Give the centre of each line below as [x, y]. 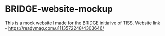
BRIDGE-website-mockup [59, 9]
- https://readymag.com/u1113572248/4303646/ [55, 28]
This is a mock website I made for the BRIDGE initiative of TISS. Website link [82, 23]
